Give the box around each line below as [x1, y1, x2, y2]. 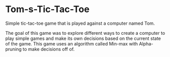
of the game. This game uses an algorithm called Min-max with [5, 40, 138, 46]
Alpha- [139, 40, 154, 46]
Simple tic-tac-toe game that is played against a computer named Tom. [5, 20, 155, 26]
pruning [5, 46, 22, 52]
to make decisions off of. [22, 46, 75, 52]
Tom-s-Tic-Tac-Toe [5, 4, 90, 15]
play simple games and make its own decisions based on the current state [5, 35, 161, 41]
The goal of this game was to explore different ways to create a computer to [5, 30, 165, 36]
